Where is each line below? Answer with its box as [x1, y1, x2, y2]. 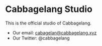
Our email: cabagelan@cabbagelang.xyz [12, 29, 97, 35]
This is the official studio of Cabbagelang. [5, 20, 92, 26]
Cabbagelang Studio [5, 3, 93, 15]
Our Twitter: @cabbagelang [12, 35, 70, 41]
